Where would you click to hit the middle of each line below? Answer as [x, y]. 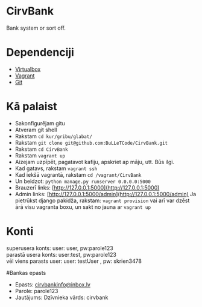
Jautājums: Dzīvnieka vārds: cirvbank [62, 297]
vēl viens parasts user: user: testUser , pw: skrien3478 [74, 261]
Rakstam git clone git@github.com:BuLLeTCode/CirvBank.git [91, 142]
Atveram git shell [36, 130]
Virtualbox [28, 69]
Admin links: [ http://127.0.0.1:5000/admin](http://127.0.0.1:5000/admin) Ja [106, 194]
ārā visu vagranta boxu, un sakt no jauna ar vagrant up [83, 206]
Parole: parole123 [36, 291]
